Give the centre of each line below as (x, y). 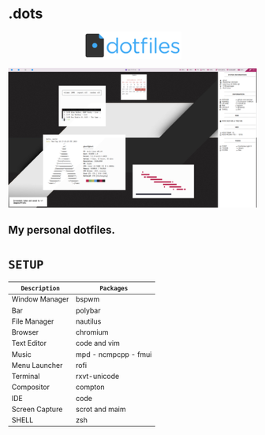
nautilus (89, 321)
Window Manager (40, 299)
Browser (25, 332)
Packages (114, 289)
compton (90, 387)
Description (41, 289)
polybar (88, 310)
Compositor (30, 387)
